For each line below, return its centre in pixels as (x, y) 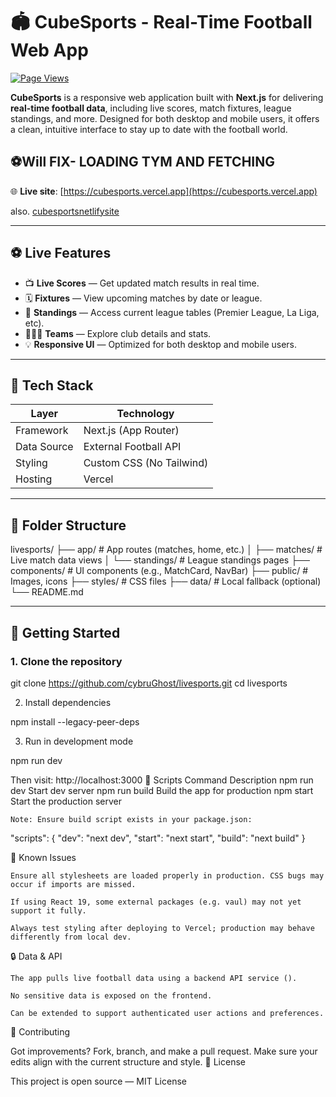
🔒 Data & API (36, 956)
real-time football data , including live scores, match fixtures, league (151, 108)
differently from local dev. (71, 937)
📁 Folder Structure (68, 525)
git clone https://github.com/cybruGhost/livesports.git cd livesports (149, 683)
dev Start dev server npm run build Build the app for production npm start (162, 790)
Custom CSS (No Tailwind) (146, 463)
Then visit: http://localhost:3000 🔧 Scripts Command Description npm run (162, 780)
